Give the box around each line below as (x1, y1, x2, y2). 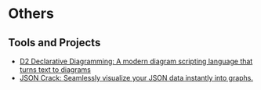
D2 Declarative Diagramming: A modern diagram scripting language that (19, 56, 253, 66)
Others (8, 5, 55, 23)
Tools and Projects (8, 36, 101, 49)
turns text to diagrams (19, 65, 92, 74)
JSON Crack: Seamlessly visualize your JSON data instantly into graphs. (19, 74, 253, 82)
